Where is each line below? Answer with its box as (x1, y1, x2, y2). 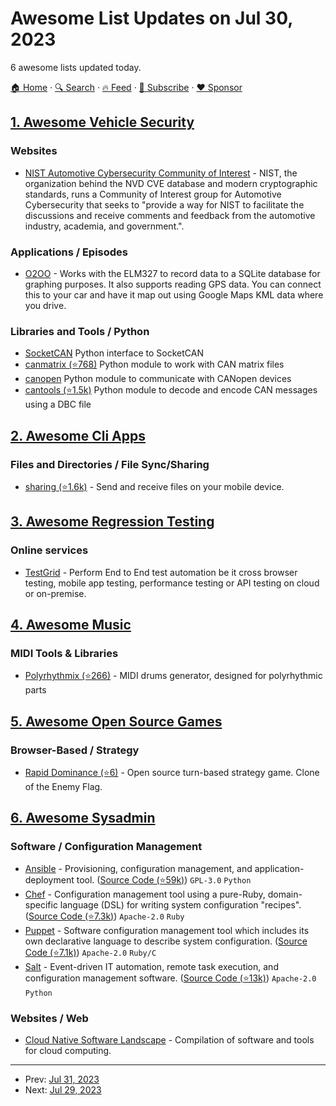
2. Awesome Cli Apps (10, 427, 146, 444)
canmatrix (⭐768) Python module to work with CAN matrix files (24, 358, 285, 371)
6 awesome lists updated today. (10, 61, 142, 73)
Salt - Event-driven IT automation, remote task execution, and (24, 960, 279, 972)
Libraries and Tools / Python (10, 324, 150, 338)
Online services (10, 543, 89, 557)
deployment (24, 873, 75, 886)
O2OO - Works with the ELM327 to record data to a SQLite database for (24, 267, 321, 279)
